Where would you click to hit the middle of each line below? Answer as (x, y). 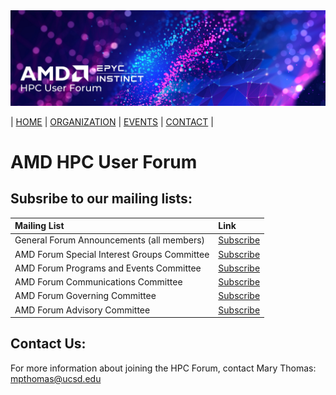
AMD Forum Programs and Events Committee (108, 268)
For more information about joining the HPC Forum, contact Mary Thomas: (163, 368)
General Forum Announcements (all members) (110, 240)
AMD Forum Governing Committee (85, 296)
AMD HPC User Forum (104, 161)
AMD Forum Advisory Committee (82, 310)
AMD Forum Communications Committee (98, 282)
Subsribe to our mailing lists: (101, 199)
